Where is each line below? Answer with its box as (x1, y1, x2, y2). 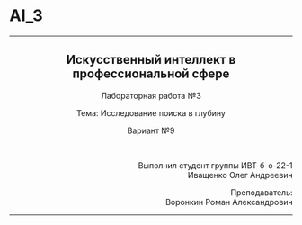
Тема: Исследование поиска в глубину (75, 107, 226, 118)
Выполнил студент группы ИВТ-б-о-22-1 (138, 159, 293, 171)
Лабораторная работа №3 (100, 90, 202, 101)
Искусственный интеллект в (66, 52, 236, 67)
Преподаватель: (230, 186, 293, 198)
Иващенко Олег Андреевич (187, 169, 293, 180)
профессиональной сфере (72, 67, 230, 82)
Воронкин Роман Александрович (164, 196, 293, 207)
